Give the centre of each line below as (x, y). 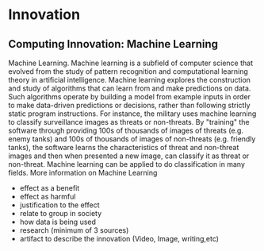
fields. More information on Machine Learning (83, 173)
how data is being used (58, 222)
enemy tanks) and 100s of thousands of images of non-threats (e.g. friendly (132, 139)
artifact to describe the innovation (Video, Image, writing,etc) (119, 239)
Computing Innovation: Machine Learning (113, 44)
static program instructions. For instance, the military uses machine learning (132, 114)
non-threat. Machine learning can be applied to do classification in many (127, 164)
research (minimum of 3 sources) (74, 230)
